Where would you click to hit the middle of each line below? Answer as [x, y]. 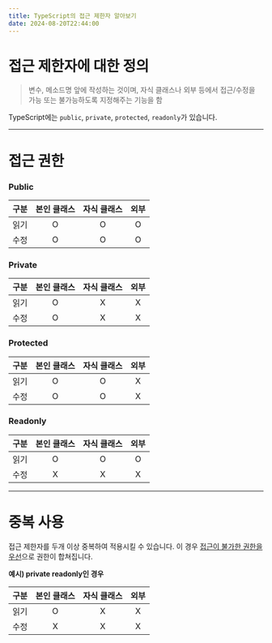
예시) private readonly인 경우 [56, 573]
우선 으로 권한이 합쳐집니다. [51, 556]
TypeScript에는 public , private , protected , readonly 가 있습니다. [113, 118]
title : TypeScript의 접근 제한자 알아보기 [72, 16]
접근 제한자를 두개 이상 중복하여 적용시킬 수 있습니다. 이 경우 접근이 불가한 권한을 [136, 546]
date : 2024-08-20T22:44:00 [54, 24]
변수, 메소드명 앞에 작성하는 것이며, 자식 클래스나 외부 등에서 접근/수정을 [142, 90]
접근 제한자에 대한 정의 [79, 66]
